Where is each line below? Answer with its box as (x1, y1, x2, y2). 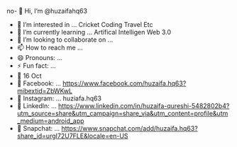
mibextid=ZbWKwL (16, 87, 72, 95)
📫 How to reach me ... (16, 43, 83, 52)
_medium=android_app (16, 117, 84, 125)
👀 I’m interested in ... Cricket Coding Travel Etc (16, 20, 153, 28)
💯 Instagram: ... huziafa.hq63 (16, 94, 102, 102)
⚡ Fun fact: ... (16, 61, 56, 70)
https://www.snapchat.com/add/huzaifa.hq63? (61, 124, 198, 132)
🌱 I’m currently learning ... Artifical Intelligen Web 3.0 (16, 28, 172, 36)
